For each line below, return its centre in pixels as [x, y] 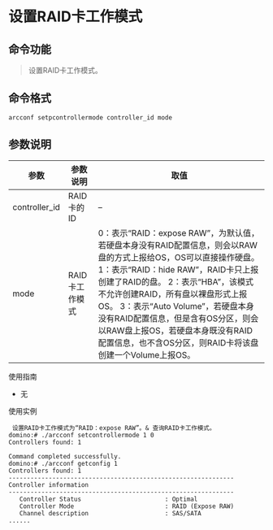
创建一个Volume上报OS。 [147, 354]
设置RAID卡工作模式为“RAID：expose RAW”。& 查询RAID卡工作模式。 [114, 428]
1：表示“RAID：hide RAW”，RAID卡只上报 [178, 269]
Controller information [49, 484]
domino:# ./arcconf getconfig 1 [63, 463]
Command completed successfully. [65, 456]
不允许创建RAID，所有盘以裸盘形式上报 [173, 293]
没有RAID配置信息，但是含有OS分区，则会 [178, 318]
